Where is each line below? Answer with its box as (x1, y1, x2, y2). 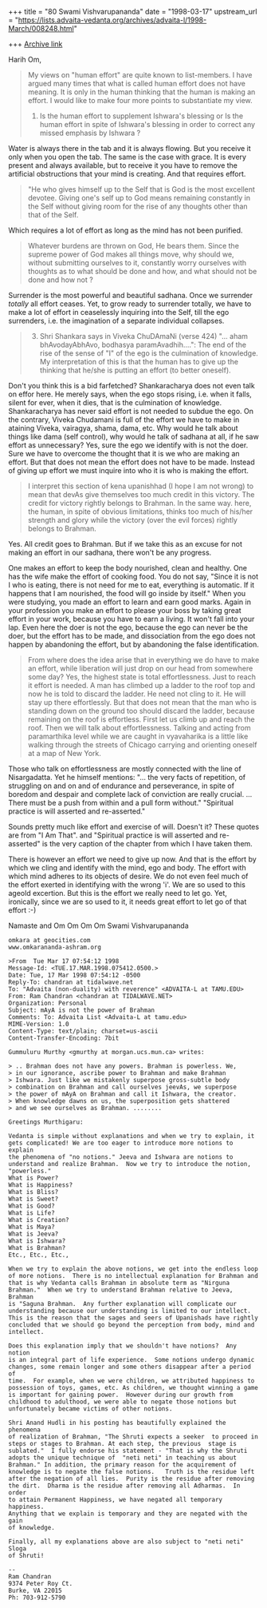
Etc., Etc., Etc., (8, 1251, 69, 1259)
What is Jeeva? (8, 1230, 59, 1238)
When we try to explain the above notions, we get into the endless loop (8, 1265, 259, 1273)
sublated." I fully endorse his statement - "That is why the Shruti (8, 1447, 248, 1455)
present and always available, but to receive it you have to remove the (8, 161, 238, 170)
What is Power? (8, 1174, 59, 1182)
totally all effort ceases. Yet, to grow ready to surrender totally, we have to (8, 299, 252, 308)
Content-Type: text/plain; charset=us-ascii (8, 1027, 159, 1035)
